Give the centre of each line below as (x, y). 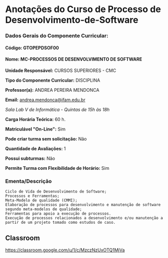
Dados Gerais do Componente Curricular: (57, 36)
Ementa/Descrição (28, 181)
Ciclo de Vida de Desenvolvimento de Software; (56, 192)
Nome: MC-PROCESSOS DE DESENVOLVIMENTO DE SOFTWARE (74, 59)
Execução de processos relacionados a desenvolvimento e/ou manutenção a (84, 218)
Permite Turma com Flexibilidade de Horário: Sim (57, 168)
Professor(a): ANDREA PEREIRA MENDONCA (52, 90)
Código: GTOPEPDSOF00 (32, 48)
